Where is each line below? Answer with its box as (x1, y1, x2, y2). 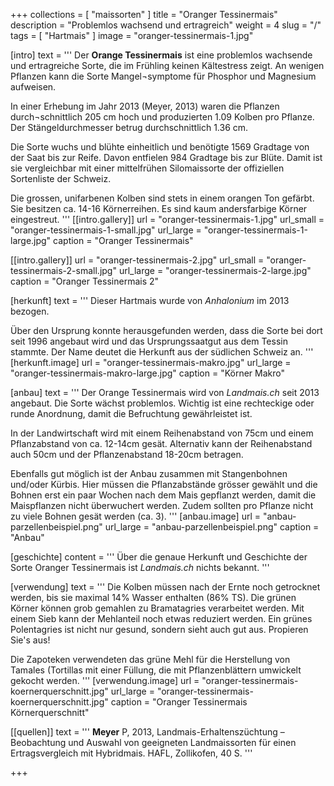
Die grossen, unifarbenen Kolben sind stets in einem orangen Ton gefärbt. (10, 192, 315, 204)
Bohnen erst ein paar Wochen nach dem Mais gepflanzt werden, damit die (10, 489, 317, 501)
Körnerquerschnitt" (10, 707, 90, 718)
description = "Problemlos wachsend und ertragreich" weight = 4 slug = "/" (10, 19, 322, 31)
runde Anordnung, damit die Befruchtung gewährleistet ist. (10, 408, 253, 419)
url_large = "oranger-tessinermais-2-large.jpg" (118, 265, 312, 276)
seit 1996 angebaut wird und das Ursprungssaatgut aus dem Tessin (10, 335, 288, 347)
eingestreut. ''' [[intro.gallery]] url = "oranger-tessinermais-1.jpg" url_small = (10, 214, 325, 225)
